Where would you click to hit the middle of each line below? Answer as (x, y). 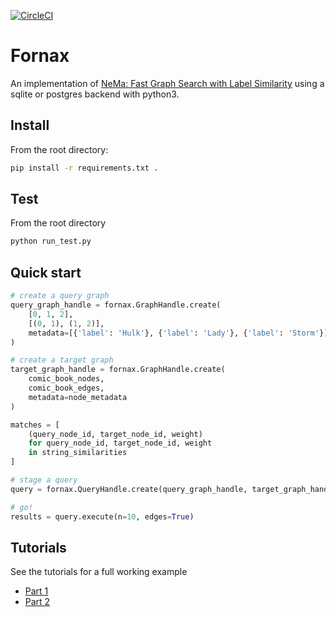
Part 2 (37, 602)
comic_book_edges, (66, 388)
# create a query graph (60, 296)
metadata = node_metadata (78, 397)
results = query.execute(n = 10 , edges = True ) (102, 516)
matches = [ (35, 425)
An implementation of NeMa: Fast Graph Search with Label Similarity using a (167, 83)
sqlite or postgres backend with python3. (95, 94)
